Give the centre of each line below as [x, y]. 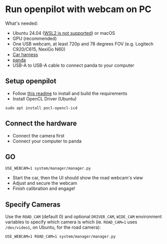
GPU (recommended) [34, 38]
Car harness [25, 55]
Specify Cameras [33, 204]
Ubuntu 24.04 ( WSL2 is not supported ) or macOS [64, 33]
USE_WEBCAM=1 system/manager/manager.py [48, 168]
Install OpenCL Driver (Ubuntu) [45, 99]
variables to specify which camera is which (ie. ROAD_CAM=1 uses [71, 222]
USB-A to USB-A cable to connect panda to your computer [73, 65]
